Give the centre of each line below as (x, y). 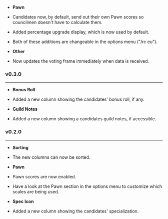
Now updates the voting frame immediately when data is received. (81, 61)
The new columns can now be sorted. (51, 157)
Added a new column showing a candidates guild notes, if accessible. (84, 119)
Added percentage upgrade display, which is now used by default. (81, 32)
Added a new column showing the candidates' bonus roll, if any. (78, 99)
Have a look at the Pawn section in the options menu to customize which (87, 186)
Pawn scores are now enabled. (44, 176)
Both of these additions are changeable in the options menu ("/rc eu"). (85, 42)
